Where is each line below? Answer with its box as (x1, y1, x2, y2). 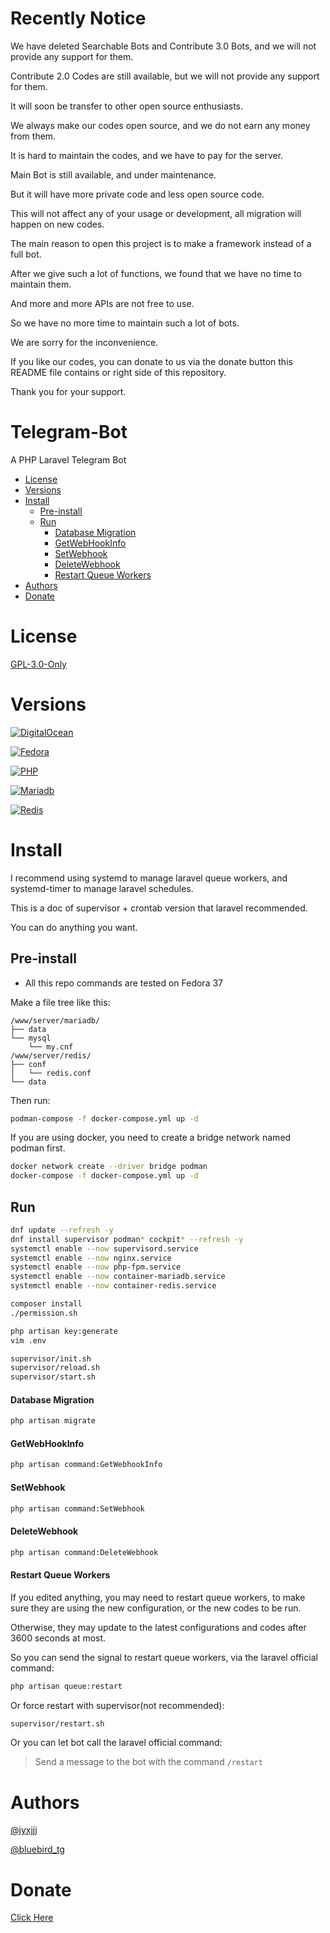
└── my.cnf (28, 1042, 74, 1052)
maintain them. (10, 278, 72, 290)
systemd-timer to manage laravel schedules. (10, 882, 194, 894)
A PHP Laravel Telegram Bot (10, 453, 127, 466)
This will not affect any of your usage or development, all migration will (10, 207, 302, 219)
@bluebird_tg (10, 1843, 65, 1856)
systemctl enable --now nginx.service (10, 1253, 172, 1263)
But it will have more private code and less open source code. (10, 188, 265, 200)
